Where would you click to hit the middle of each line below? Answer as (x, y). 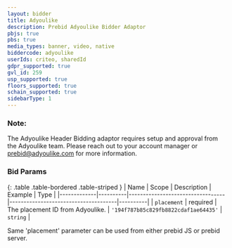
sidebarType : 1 (30, 99)
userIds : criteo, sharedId (47, 60)
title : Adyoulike (33, 20)
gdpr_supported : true (39, 66)
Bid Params (27, 171)
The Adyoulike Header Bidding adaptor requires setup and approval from (113, 138)
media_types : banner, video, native (61, 46)
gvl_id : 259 (25, 72)
